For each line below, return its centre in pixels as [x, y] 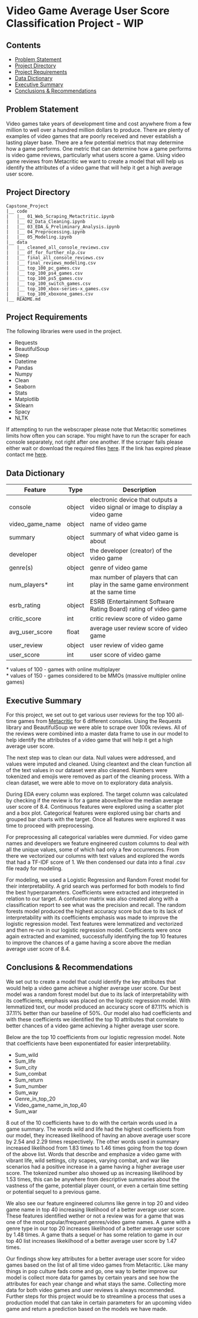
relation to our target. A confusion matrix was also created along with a [92, 899]
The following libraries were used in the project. [64, 331]
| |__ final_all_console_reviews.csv [55, 258]
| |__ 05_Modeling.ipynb [39, 237]
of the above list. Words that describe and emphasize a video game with [94, 1154]
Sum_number [31, 1086]
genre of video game [119, 568]
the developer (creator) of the [131, 551]
